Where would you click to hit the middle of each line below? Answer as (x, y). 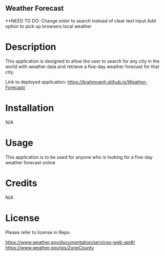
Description (31, 47)
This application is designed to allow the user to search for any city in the (82, 61)
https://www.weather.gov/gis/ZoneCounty (50, 247)
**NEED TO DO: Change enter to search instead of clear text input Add (81, 20)
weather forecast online (30, 162)
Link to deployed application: (36, 82)
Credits (21, 183)
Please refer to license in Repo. (38, 232)
